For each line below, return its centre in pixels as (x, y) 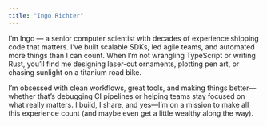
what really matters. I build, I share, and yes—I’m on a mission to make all (129, 104)
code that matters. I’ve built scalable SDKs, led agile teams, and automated (132, 47)
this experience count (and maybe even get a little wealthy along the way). (131, 113)
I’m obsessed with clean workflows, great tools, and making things (118, 88)
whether (22, 96)
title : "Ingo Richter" (46, 16)
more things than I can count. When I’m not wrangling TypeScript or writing (132, 55)
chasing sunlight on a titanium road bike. (75, 72)
